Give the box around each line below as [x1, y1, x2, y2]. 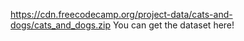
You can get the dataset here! [112, 19, 235, 31]
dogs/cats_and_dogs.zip [10, 19, 111, 31]
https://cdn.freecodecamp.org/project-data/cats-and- [10, 9, 233, 20]
